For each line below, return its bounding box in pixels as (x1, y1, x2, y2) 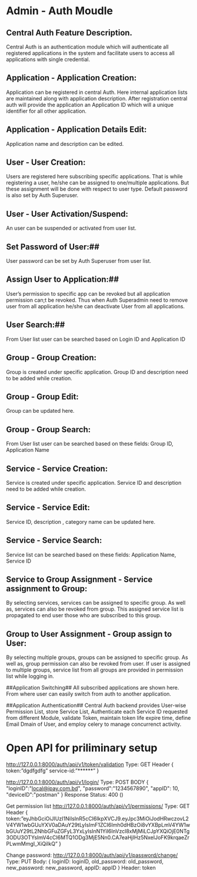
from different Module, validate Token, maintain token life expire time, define (6, 715, 191, 722)
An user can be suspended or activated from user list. (6, 224, 136, 232)
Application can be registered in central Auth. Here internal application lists (6, 89, 188, 96)
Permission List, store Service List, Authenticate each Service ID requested (6, 708, 188, 715)
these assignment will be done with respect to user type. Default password (6, 185, 188, 193)
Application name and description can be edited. (6, 140, 124, 147)
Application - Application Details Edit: (6, 125, 147, 135)
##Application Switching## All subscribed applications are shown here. (6, 684, 179, 692)
